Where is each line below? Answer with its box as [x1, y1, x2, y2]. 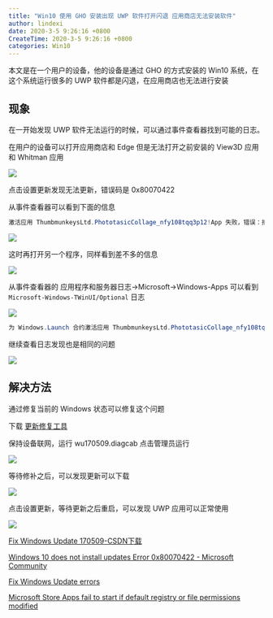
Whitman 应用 [17, 152, 64, 162]
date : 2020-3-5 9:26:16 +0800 [8, 27, 111, 35]
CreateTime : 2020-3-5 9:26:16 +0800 [8, 34, 132, 43]
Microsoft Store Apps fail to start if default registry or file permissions [8, 592, 241, 602]
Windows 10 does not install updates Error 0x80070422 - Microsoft [8, 552, 234, 562]
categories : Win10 [8, 42, 71, 50]
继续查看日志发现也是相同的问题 [8, 339, 115, 349]
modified [8, 601, 38, 611]
